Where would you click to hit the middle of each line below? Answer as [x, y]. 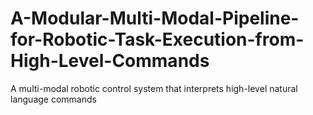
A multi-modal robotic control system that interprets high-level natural [154, 88]
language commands [53, 99]
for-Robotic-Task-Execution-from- [157, 39]
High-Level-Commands [110, 61]
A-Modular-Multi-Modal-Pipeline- [155, 18]
